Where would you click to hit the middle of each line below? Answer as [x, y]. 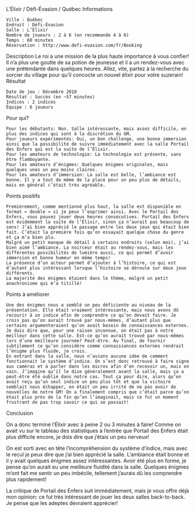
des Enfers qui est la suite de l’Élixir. [58, 149]
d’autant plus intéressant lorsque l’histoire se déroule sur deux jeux [96, 268]
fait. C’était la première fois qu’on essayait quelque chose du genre [95, 232]
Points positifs [23, 196]
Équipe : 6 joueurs [30, 107]
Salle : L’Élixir [27, 30]
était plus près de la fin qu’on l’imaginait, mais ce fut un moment [93, 397]
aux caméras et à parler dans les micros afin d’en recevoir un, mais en [98, 366]
